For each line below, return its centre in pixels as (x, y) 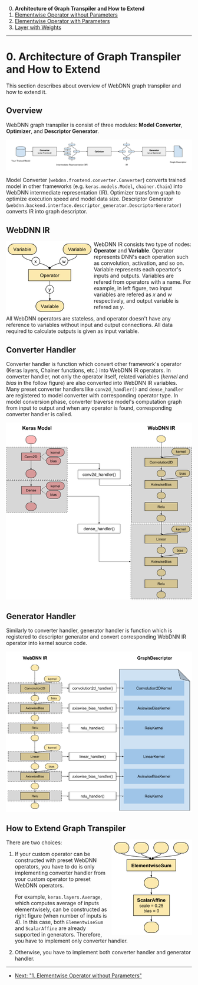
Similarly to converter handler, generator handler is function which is (89, 631)
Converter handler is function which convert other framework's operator (94, 364)
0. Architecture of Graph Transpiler (94, 57)
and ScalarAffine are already (50, 928)
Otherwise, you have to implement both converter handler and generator (103, 952)
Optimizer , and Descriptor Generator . (52, 131)
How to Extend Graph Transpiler (66, 828)
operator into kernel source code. (47, 643)
